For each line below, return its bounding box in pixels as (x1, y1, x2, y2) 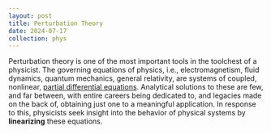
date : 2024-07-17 (8, 27, 67, 35)
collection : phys (8, 34, 67, 43)
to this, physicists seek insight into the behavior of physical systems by (8, 108, 246, 118)
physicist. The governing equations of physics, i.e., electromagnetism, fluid (8, 65, 260, 75)
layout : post (8, 11, 53, 20)
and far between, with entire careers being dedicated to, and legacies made (8, 90, 262, 101)
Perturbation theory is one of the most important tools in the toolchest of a (8, 57, 257, 66)
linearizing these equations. (8, 116, 103, 126)
